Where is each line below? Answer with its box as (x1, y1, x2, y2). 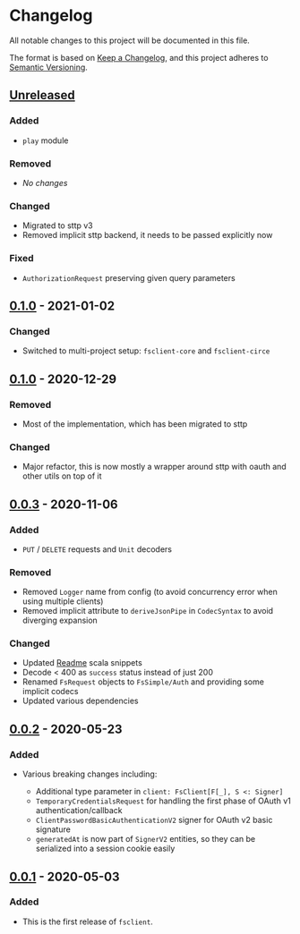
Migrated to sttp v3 (21, 220, 94, 231)
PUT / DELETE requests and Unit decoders (21, 543, 173, 555)
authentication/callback (35, 805, 123, 816)
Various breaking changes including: (21, 768, 158, 779)
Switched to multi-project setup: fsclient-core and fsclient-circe (21, 345, 270, 356)
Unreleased (9, 88, 76, 103)
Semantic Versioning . (9, 62, 88, 72)
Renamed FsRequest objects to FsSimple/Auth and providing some (21, 676, 264, 687)
